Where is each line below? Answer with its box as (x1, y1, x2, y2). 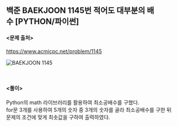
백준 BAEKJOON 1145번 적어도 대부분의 (6, 5, 146, 16)
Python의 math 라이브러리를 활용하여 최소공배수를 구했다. (6, 99, 140, 106)
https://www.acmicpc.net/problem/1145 (6, 48, 102, 55)
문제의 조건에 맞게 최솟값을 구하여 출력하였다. (6, 114, 110, 121)
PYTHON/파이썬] (18, 16, 80, 26)
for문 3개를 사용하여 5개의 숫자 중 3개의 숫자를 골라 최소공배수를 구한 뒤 (6, 106, 172, 113)
